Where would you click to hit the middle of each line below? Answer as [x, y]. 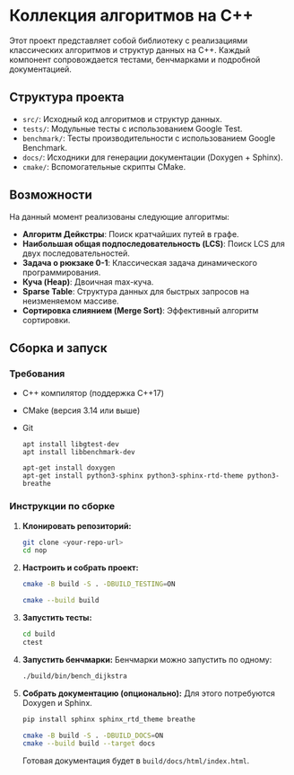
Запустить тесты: [57, 618]
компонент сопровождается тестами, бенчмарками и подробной [135, 59]
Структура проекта [67, 97]
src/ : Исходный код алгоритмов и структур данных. [122, 119]
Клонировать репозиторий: [77, 525]
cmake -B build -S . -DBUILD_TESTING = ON [99, 585]
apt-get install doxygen [69, 468]
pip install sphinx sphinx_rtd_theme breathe [108, 719]
